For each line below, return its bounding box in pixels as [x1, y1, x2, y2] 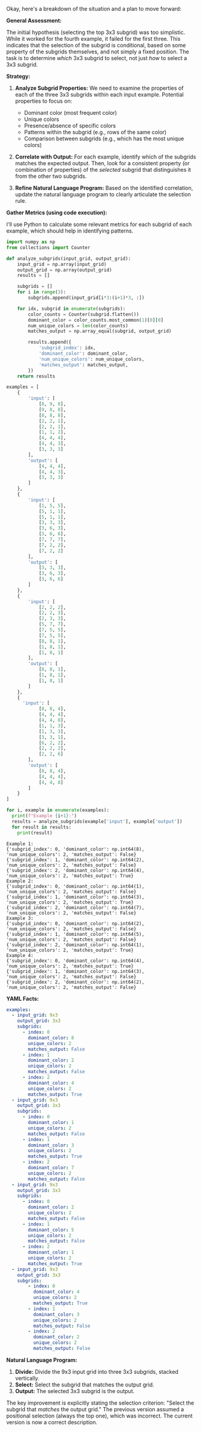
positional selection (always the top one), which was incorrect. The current [6, 1412, 193, 1419]
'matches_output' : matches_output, [38, 361, 129, 368]
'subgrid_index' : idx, [38, 345, 96, 351]
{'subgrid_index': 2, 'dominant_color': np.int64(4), [6, 867, 145, 873]
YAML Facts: [6, 995, 39, 1002]
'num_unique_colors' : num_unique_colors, [38, 356, 145, 362]
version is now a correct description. [6, 1418, 98, 1426]
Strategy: [6, 73, 31, 80]
